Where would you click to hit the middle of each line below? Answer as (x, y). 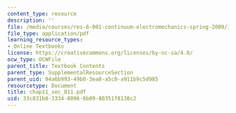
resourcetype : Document (42, 86)
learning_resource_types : (45, 40)
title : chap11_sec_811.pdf (47, 92)
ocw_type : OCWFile (34, 60)
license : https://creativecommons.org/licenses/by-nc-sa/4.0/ (100, 53)
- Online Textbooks (36, 46)
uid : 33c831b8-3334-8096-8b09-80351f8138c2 (72, 99)
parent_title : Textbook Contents (56, 66)
